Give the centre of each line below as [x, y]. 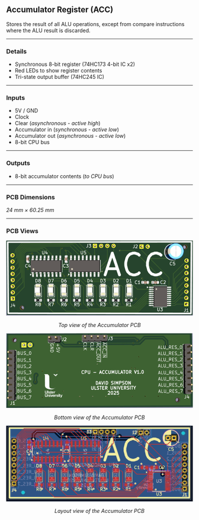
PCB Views [22, 231]
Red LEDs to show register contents [58, 71]
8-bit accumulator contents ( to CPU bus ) [64, 176]
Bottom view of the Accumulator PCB [99, 417]
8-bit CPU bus [32, 142]
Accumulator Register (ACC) [60, 10]
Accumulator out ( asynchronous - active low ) [70, 136]
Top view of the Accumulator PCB [99, 325]
